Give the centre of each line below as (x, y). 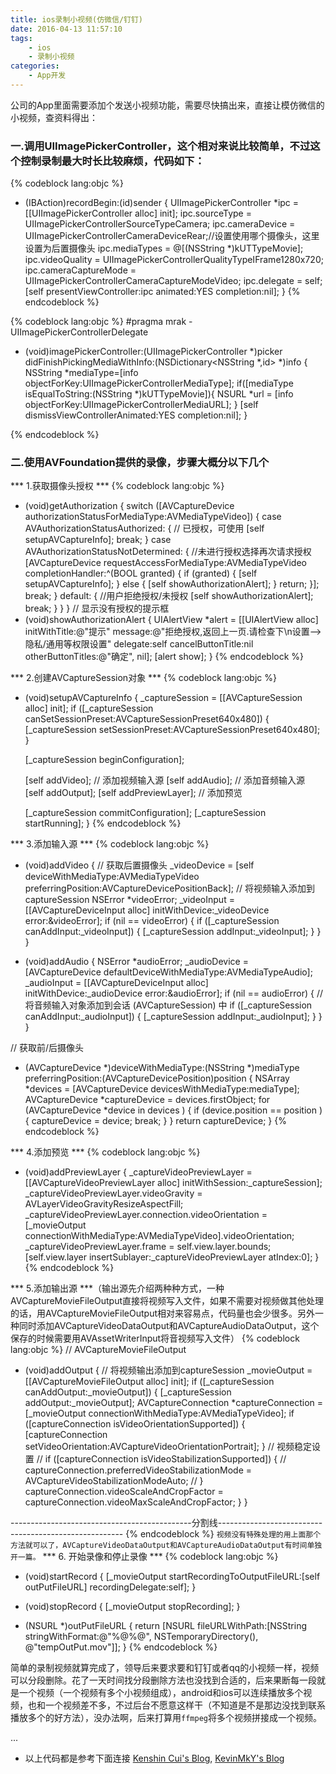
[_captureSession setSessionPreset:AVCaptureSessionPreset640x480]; (172, 730)
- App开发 (47, 76)
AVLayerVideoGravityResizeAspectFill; (104, 1204)
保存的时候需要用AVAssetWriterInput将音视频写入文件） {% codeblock (155, 1338)
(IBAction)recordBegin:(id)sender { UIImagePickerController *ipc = (162, 203)
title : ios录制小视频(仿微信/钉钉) (76, 19)
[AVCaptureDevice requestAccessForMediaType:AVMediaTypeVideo (165, 563)
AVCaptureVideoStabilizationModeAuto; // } (114, 1481)
